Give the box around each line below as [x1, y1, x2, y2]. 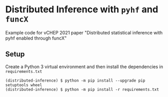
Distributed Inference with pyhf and [5, 4, 159, 15]
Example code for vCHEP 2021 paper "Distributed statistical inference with [5, 29, 163, 35]
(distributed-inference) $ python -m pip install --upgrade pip [5, 78, 145, 83]
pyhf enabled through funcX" [5, 35, 67, 41]
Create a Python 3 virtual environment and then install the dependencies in [5, 63, 163, 70]
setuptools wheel [5, 82, 43, 88]
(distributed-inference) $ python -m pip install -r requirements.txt [5, 87, 159, 92]
